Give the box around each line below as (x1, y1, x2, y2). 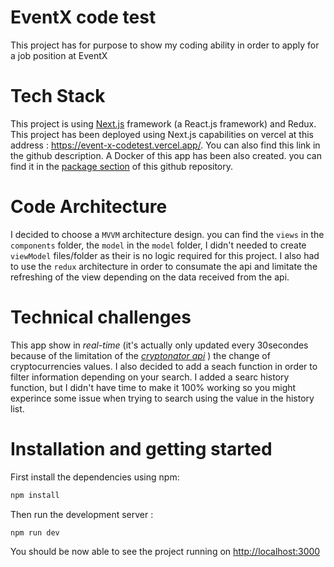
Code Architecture (10, 196, 168, 218)
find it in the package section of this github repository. (10, 160, 234, 172)
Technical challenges (10, 306, 192, 328)
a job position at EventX (10, 49, 108, 61)
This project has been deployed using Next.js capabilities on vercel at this (10, 128, 314, 140)
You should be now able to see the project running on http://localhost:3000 (10, 546, 321, 558)
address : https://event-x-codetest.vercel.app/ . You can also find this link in (10, 139, 321, 151)
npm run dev (10, 527, 60, 538)
